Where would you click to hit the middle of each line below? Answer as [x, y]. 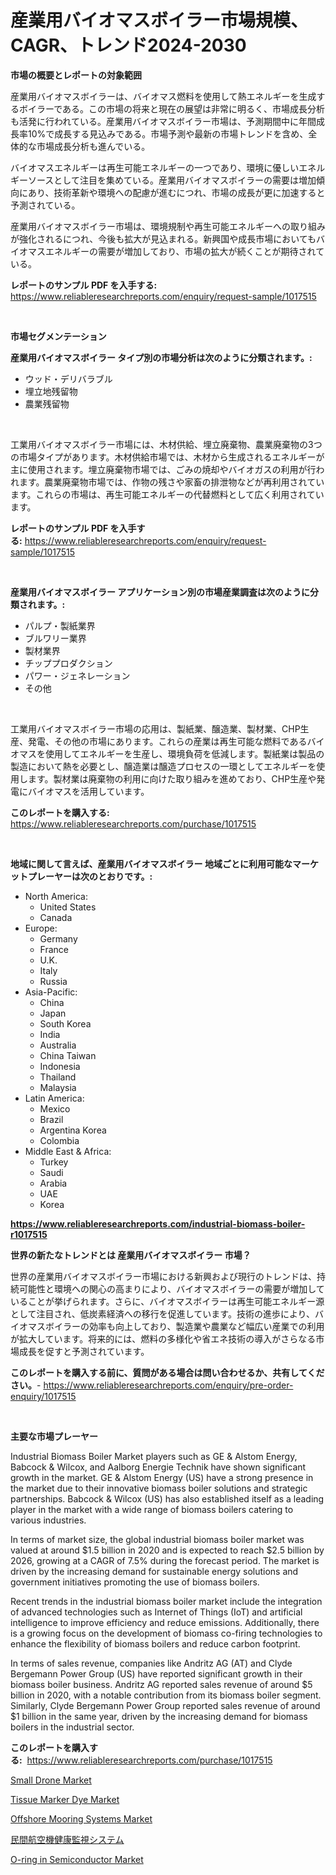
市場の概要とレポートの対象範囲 [76, 75]
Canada [56, 917]
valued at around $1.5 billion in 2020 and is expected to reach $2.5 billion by [167, 1550]
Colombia [59, 1140]
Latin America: [54, 1098]
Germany [58, 938]
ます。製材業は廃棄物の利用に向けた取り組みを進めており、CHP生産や [172, 778]
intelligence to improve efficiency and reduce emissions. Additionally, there [165, 1622]
